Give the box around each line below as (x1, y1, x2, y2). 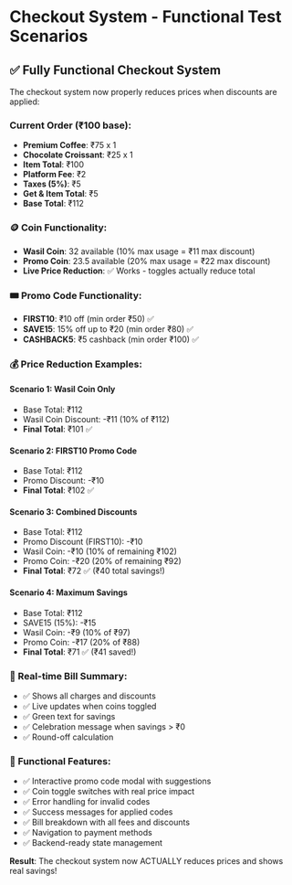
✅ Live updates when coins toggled (22, 700, 157, 711)
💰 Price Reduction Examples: (9, 357, 143, 370)
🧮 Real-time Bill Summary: (9, 669, 128, 682)
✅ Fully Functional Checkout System (9, 62, 222, 78)
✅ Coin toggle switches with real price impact (22, 786, 195, 797)
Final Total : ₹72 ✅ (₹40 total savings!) (22, 565, 166, 577)
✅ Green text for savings (22, 710, 116, 721)
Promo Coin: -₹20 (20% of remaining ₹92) (22, 556, 182, 567)
